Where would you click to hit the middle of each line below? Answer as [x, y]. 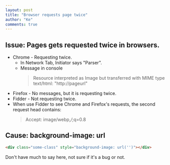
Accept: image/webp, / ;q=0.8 [56, 120]
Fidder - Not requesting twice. [44, 99]
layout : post [19, 10]
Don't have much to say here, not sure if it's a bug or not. [65, 157]
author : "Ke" [19, 19]
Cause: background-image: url [55, 136]
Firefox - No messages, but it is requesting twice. [64, 93]
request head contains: [37, 110]
